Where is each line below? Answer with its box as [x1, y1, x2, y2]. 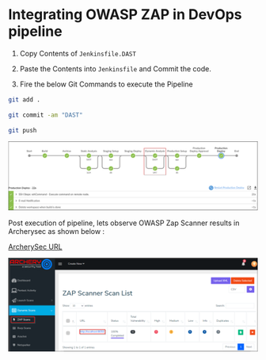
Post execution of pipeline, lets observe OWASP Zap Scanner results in [8, 218, 240, 228]
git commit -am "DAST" [8, 111, 83, 119]
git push [8, 126, 37, 134]
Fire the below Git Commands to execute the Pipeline [19, 79, 193, 89]
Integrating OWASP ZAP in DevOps [8, 6, 243, 24]
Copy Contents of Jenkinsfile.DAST [19, 48, 137, 58]
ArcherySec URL [8, 242, 63, 251]
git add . [8, 95, 41, 104]
